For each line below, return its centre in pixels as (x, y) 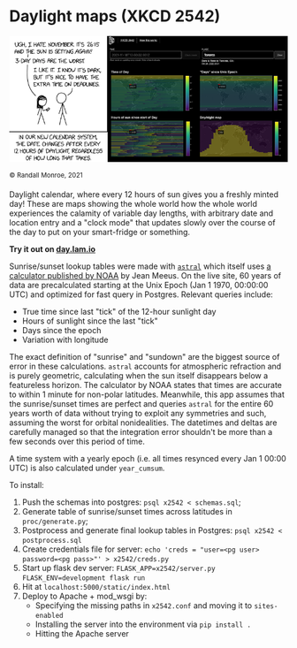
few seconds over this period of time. (77, 442)
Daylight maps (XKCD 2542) (115, 16)
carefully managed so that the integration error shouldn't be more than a (141, 432)
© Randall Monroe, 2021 (46, 175)
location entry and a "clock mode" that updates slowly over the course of (142, 223)
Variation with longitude (65, 340)
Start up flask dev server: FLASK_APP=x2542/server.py (118, 568)
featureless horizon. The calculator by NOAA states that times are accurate (146, 385)
